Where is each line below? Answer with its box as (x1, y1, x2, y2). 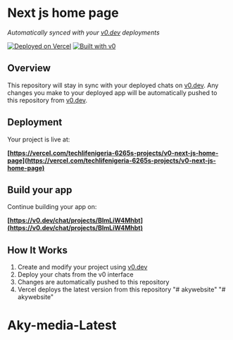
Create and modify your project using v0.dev (17, 263, 148, 272)
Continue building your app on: (7, 203, 97, 211)
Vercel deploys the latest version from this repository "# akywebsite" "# (17, 285, 226, 294)
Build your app (7, 184, 73, 196)
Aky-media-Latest (7, 317, 117, 334)
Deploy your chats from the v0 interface (17, 270, 134, 279)
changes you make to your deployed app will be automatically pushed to (7, 88, 218, 96)
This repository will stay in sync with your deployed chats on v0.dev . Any (7, 81, 219, 89)
